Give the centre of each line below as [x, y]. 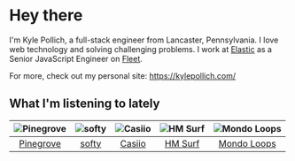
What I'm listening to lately [85, 104]
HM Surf [182, 143]
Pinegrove [40, 143]
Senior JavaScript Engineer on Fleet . [76, 58]
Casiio [133, 143]
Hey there [46, 15]
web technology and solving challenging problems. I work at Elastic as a [141, 49]
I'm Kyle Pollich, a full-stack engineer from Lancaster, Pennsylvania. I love [144, 40]
